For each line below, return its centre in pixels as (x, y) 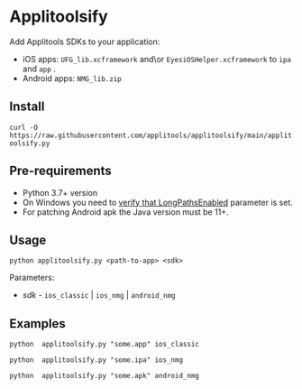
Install (27, 107)
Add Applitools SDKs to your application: (85, 42)
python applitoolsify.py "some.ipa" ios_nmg (96, 360)
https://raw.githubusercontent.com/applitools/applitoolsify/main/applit (151, 135)
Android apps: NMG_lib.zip (72, 78)
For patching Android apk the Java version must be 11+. (125, 212)
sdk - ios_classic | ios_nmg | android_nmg (99, 295)
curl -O (24, 127)
